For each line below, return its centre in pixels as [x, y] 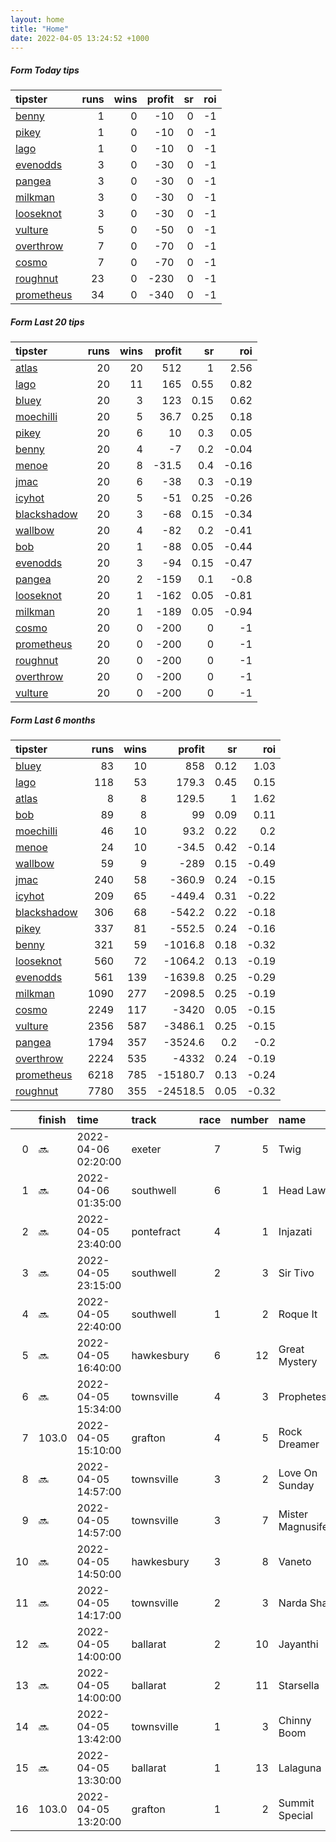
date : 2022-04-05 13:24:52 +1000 [80, 38]
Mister [293, 1514]
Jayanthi [298, 1644]
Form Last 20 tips [47, 322]
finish [52, 1120]
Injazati [295, 1232]
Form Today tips [45, 70]
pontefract [156, 1232]
